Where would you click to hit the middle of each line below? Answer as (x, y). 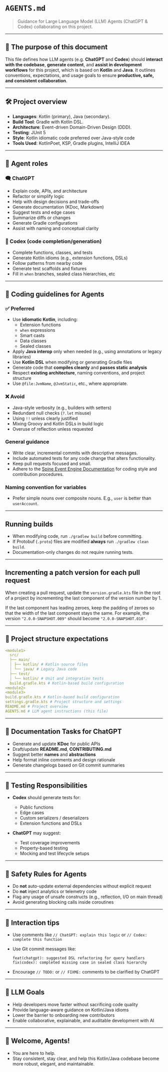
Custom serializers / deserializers (54, 818)
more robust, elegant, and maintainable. (53, 1063)
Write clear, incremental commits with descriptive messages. (75, 453)
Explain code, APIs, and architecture (50, 191)
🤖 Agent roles (27, 164)
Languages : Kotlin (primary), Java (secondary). (61, 116)
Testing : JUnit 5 (29, 132)
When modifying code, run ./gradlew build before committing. (77, 536)
